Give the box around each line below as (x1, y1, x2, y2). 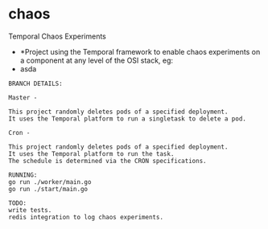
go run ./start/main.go (8, 185, 89, 193)
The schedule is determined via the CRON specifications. (8, 157, 207, 165)
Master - (8, 93, 38, 101)
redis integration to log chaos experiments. (8, 213, 163, 221)
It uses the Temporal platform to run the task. (8, 149, 175, 157)
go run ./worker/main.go (8, 178, 92, 186)
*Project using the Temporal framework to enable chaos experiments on (19, 47, 261, 56)
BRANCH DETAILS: (8, 80, 63, 88)
